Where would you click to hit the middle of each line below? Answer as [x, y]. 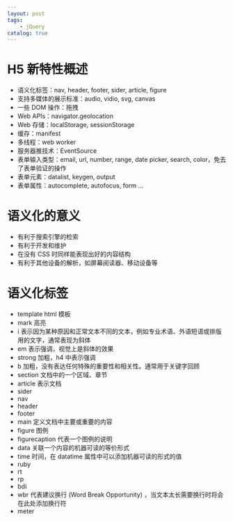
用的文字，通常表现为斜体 [54, 340]
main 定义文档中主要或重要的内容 [65, 422]
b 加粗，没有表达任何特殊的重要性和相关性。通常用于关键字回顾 [109, 366]
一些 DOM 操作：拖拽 [48, 108]
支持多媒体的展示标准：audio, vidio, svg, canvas [86, 99]
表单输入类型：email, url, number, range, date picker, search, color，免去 [122, 160]
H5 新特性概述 [48, 69]
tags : [15, 20]
